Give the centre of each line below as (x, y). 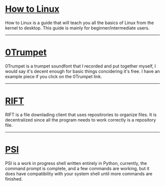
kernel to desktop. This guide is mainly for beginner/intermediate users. (77, 28)
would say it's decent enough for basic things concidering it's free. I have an (82, 71)
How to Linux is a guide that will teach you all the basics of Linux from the (80, 23)
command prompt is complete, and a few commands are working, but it (77, 168)
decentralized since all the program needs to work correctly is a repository (81, 120)
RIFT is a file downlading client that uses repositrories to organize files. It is (81, 115)
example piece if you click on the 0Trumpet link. (54, 76)
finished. (14, 179)
